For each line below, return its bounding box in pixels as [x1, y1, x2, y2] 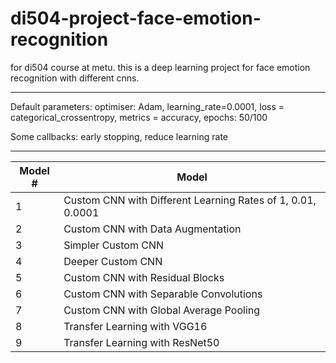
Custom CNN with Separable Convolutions [63, 287, 263, 301]
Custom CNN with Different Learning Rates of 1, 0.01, [63, 193, 317, 207]
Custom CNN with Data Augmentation [63, 222, 242, 236]
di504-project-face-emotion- [10, 7, 262, 30]
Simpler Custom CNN [63, 238, 165, 252]
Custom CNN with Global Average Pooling [63, 303, 261, 317]
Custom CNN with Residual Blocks [63, 270, 225, 284]
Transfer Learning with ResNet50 [63, 335, 220, 349]
